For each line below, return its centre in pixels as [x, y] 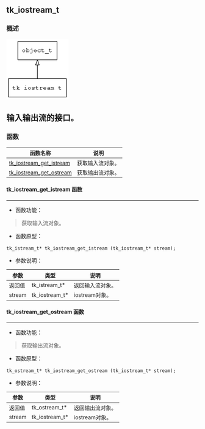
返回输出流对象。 [95, 408]
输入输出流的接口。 [42, 118]
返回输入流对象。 [95, 285]
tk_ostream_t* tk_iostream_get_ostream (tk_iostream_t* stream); [91, 371]
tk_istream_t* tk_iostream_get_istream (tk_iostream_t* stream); [91, 248]
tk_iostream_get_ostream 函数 [45, 312]
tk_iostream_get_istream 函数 [44, 190]
